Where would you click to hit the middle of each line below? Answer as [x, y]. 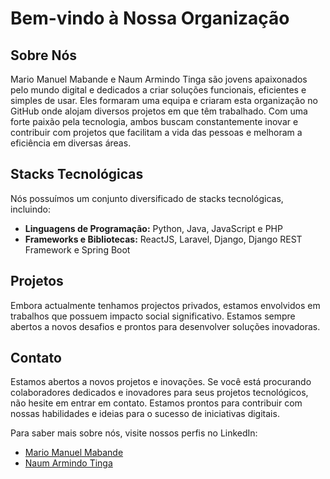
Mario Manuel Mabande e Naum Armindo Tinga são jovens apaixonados [159, 79]
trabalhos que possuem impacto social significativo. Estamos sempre [153, 316]
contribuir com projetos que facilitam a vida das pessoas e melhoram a [156, 132]
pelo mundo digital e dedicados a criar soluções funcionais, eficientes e [158, 90]
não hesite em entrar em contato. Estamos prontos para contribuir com [156, 403]
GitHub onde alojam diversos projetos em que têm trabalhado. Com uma [159, 111]
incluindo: [30, 209]
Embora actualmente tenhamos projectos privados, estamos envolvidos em [165, 305]
